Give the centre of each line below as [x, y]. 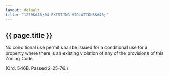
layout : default [23, 10]
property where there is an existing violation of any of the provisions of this [84, 53]
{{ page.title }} [29, 35]
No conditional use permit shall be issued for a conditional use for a [77, 48]
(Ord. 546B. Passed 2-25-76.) [37, 68]
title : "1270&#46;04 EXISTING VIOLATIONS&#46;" [57, 15]
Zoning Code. [20, 59]
